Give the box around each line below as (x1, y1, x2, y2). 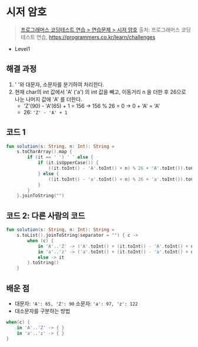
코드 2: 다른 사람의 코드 (6, 211, 85, 221)
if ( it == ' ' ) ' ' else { (27, 155, 94, 160)
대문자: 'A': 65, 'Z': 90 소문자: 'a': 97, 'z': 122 (14, 300, 138, 307)
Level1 (14, 45, 31, 52)
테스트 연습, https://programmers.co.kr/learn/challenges (20, 33, 156, 40)
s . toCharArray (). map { (16, 149, 72, 155)
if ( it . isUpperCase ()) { (37, 160, 99, 166)
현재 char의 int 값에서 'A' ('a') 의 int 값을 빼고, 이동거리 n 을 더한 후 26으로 (14, 88, 187, 95)
